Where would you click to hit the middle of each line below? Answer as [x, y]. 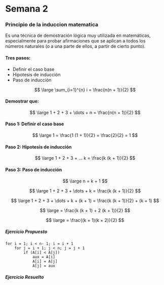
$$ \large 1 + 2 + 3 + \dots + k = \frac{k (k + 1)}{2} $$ [85, 191]
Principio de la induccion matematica [52, 25]
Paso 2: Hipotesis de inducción [38, 147]
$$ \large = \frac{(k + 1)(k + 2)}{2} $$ [85, 220]
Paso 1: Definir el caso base [35, 124]
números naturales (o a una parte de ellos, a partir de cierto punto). [75, 46]
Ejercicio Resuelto [25, 277]
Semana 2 [27, 9]
